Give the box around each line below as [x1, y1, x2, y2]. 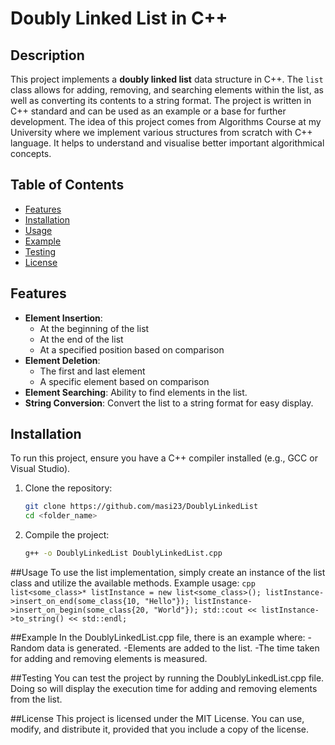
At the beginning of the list [39, 322, 150, 334]
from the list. [10, 693, 63, 706]
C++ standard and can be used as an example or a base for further [10, 105, 287, 117]
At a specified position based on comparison [39, 343, 225, 356]
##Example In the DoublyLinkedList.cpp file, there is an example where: [10, 632, 306, 644]
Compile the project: [24, 529, 110, 541]
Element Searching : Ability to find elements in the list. [24, 386, 248, 398]
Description [10, 47, 85, 64]
